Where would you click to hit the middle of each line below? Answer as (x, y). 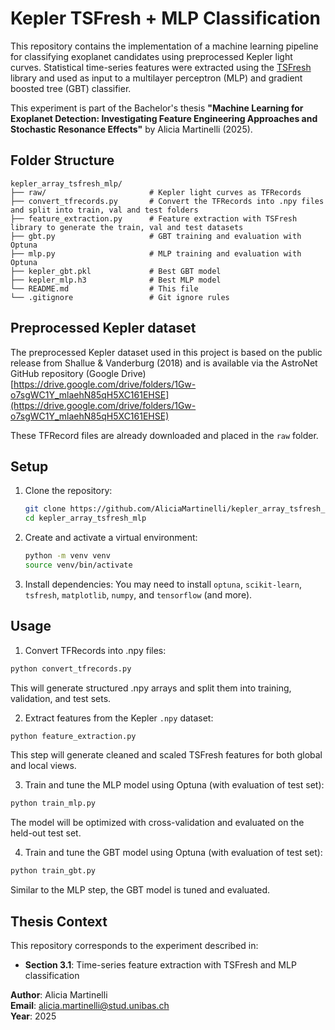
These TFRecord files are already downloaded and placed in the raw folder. (164, 435)
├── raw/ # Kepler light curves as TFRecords (156, 192)
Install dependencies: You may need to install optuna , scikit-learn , (163, 584)
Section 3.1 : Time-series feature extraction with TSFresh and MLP (160, 965)
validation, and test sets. (61, 698)
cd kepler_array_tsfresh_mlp (85, 518)
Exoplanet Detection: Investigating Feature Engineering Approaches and (164, 118)
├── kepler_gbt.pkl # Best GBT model (116, 271)
